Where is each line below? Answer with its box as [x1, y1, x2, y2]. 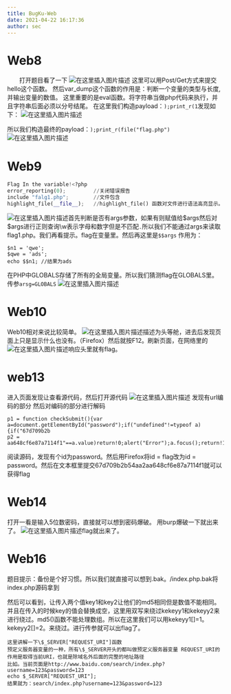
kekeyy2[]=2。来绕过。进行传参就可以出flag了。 [7, 624, 144, 632]
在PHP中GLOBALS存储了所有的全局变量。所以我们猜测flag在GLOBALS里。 [7, 271, 219, 279]
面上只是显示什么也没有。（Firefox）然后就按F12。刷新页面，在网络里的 [7, 336, 208, 344]
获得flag [7, 470, 31, 478]
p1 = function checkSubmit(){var [7, 415, 103, 422]
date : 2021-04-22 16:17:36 [7, 17, 85, 23]
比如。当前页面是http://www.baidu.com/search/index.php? [7, 660, 166, 668]
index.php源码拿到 [7, 583, 60, 591]
